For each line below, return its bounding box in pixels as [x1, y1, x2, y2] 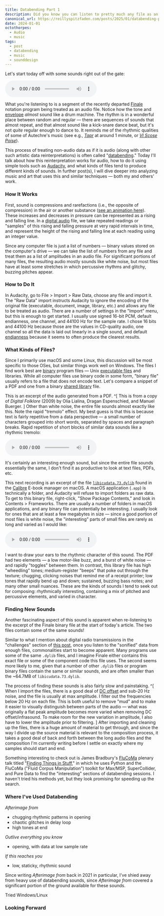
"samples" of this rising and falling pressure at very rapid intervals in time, [5, 223, 154, 229]
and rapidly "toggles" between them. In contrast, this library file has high [5, 563, 151, 568]
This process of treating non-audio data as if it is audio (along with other [5, 147, 151, 153]
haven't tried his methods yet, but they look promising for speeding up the [5, 776, 154, 782]
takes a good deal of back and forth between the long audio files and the [5, 735, 152, 741]
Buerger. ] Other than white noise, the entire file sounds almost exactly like [5, 404, 155, 409]
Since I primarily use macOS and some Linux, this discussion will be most [5, 357, 153, 363]
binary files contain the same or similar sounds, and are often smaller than [5, 668, 154, 674]
